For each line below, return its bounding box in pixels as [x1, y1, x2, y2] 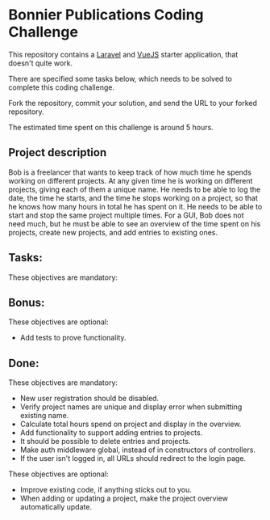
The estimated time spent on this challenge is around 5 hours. [8, 122, 214, 132]
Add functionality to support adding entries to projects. [19, 428, 203, 438]
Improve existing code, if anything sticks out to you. [19, 485, 192, 495]
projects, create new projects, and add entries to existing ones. [8, 227, 218, 237]
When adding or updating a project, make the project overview [19, 493, 228, 503]
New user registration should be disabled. [19, 394, 160, 404]
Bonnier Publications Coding [8, 6, 204, 24]
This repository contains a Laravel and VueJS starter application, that [8, 49, 239, 59]
